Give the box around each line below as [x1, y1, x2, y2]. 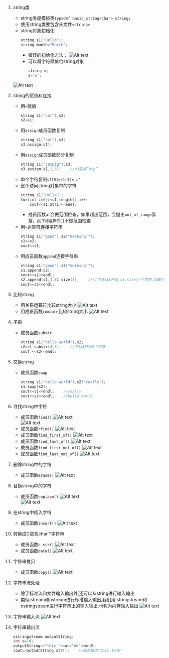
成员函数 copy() [20, 569, 52, 575]
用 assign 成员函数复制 [20, 127, 65, 134]
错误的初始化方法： [28, 52, 68, 58]
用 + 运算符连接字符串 [20, 224, 63, 230]
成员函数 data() [20, 548, 52, 554]
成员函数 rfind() [20, 426, 54, 432]
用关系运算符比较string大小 [20, 302, 77, 308]
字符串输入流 [13, 613, 40, 619]
